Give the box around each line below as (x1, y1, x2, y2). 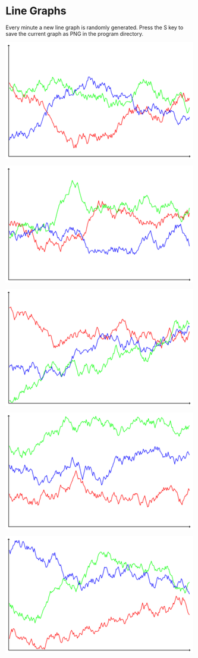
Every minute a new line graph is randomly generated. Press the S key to (5, 24, 184, 31)
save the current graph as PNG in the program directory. (5, 30, 144, 37)
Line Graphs (5, 4, 67, 18)
